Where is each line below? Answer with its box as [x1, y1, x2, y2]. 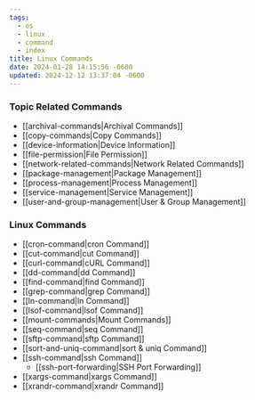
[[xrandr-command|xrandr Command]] [21, 380, 164, 392]
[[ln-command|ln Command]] [21, 296, 131, 306]
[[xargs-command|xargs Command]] [21, 371, 157, 382]
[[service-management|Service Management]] [21, 187, 194, 198]
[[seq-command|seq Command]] [21, 324, 144, 335]
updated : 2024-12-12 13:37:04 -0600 [9, 71, 145, 80]
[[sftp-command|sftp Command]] [21, 333, 145, 344]
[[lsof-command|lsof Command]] [21, 305, 144, 316]
